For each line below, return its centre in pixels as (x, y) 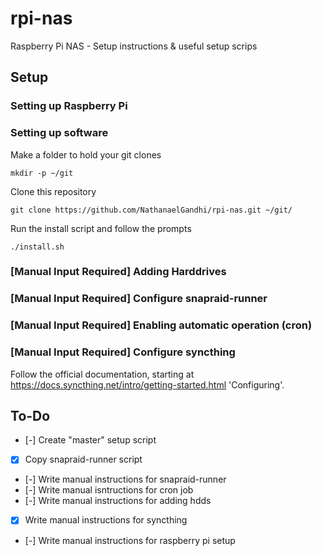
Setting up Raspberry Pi (69, 106)
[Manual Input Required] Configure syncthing (123, 352)
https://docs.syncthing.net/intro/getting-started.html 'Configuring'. (147, 384)
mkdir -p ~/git (42, 173)
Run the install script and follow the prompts (101, 228)
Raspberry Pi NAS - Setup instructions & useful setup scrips (134, 46)
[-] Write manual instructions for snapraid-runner (125, 479)
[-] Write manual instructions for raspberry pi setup (130, 540)
